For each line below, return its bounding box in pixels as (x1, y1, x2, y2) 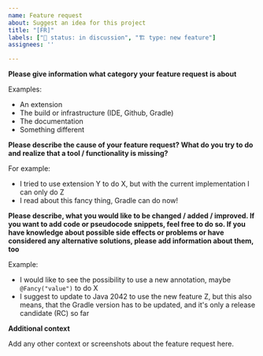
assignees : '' (8, 41, 55, 49)
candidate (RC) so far (19, 309, 90, 318)
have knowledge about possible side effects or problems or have (8, 228, 224, 237)
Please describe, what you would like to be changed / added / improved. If (8, 211, 255, 221)
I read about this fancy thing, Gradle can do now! (19, 196, 179, 206)
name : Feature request (8, 11, 83, 20)
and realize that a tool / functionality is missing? (8, 149, 169, 158)
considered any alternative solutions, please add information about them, (8, 236, 254, 246)
